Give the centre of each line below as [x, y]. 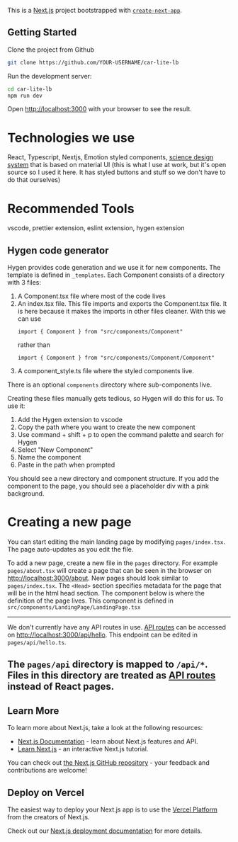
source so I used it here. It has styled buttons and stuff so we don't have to [117, 172]
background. [26, 494]
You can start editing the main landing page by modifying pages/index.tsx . [116, 542]
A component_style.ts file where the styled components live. [106, 371]
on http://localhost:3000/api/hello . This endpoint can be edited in [103, 635]
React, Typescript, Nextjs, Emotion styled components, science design [110, 157]
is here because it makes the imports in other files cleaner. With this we [122, 312]
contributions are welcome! [47, 770]
